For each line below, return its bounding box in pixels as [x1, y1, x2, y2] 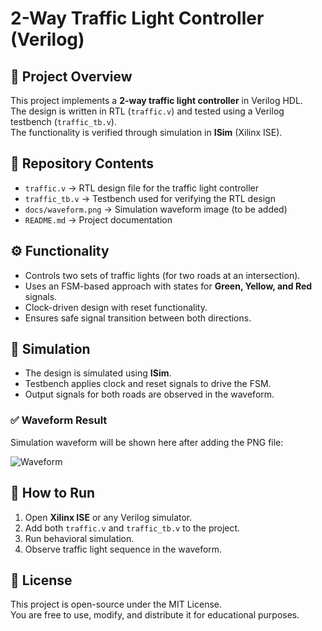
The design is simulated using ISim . [24, 367, 172, 379]
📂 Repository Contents [10, 155, 155, 172]
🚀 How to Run [10, 485, 96, 502]
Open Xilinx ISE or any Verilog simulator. [24, 511, 193, 523]
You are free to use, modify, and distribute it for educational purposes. [10, 609, 300, 621]
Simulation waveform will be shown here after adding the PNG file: [10, 436, 284, 448]
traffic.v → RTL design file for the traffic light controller [24, 182, 259, 194]
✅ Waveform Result [10, 413, 108, 427]
